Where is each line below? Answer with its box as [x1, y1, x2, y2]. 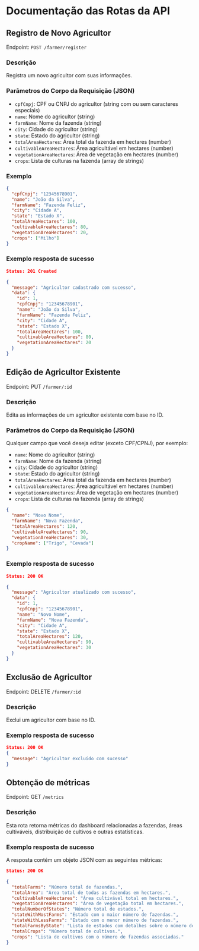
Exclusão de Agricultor [6, 672, 92, 682]
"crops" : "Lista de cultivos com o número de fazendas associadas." [11, 934, 184, 940]
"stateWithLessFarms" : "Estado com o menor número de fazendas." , [11, 917, 179, 924]
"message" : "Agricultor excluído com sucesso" [11, 755, 129, 761]
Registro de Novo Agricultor [6, 28, 111, 38]
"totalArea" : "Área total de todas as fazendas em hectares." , [11, 890, 171, 896]
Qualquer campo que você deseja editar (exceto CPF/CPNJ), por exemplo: [6, 440, 188, 447]
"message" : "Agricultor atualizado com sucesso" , [11, 590, 136, 596]
